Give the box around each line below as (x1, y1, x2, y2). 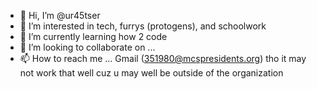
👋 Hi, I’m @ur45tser (19, 10, 101, 21)
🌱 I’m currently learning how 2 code (19, 31, 168, 42)
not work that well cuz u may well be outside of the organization (19, 67, 284, 79)
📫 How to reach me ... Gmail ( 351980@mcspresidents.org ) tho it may (19, 53, 307, 64)
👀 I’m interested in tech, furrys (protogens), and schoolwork (19, 20, 267, 32)
